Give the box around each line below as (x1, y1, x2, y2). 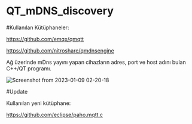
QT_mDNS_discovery (6, 4, 114, 18)
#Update (6, 88, 28, 95)
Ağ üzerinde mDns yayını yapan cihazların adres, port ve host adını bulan (6, 58, 187, 66)
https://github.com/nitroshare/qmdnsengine (6, 46, 115, 54)
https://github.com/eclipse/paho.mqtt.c (6, 111, 103, 118)
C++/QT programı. (6, 64, 52, 72)
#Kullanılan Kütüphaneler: (6, 24, 69, 31)
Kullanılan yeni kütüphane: (6, 100, 71, 107)
